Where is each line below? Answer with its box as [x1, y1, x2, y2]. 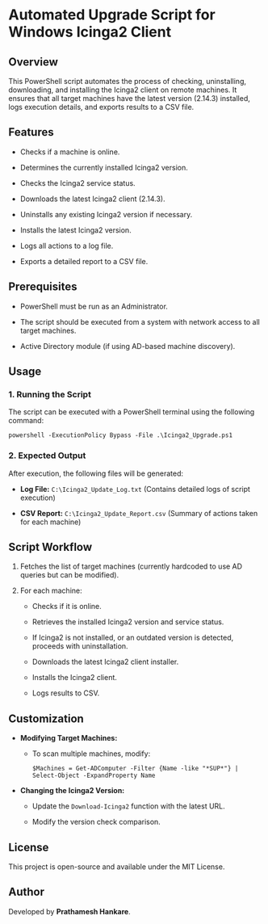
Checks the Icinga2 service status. [19, 178, 136, 187]
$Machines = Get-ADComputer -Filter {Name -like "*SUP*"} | [31, 765, 239, 773]
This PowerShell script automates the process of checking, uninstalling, [8, 77, 246, 86]
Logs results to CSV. [31, 688, 100, 698]
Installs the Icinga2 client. [31, 673, 117, 682]
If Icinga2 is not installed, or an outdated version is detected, [31, 632, 234, 643]
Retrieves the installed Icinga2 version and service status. [31, 617, 224, 627]
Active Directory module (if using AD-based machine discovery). [19, 341, 236, 351]
